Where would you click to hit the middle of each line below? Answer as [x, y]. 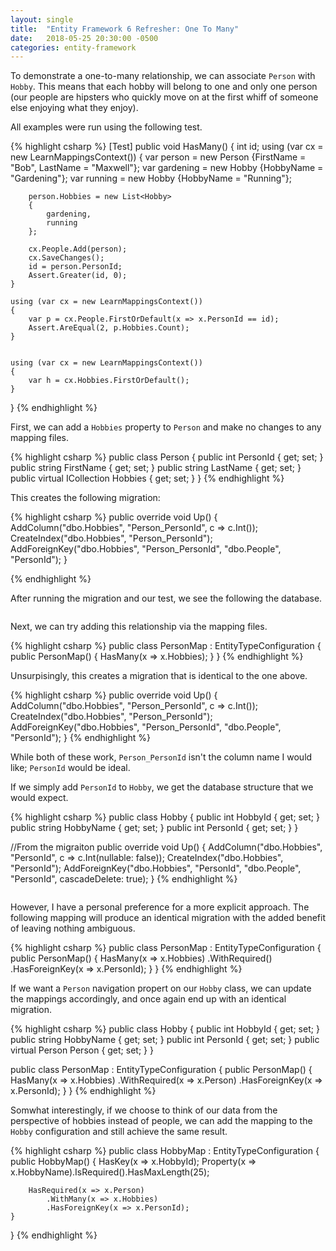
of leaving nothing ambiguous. [73, 928]
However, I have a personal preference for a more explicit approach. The [160, 907]
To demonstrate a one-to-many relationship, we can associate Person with [163, 76]
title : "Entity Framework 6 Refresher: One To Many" [125, 29]
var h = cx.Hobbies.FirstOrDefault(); [109, 381]
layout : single [42, 19]
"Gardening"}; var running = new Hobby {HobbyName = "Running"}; [151, 178]
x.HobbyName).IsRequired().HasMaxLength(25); [110, 1172]
